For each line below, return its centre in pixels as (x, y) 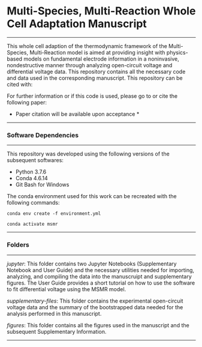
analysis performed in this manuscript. (54, 313)
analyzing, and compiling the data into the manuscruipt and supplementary (100, 276)
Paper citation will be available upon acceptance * (77, 114)
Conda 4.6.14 (32, 178)
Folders (18, 245)
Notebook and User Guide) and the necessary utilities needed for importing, (100, 270)
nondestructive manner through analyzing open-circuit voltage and (90, 65)
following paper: (27, 102)
